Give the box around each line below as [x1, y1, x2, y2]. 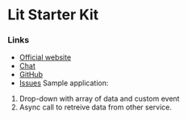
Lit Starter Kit [7, 6, 99, 24]
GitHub [19, 70, 44, 80]
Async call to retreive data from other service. [19, 102, 173, 112]
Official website [19, 52, 72, 62]
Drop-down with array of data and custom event [19, 94, 180, 104]
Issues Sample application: [19, 78, 109, 88]
